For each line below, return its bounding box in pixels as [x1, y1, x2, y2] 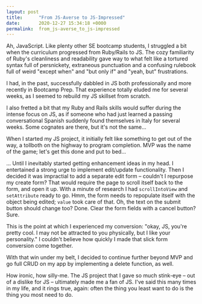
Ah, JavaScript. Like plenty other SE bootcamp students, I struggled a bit [6, 42, 187, 50]
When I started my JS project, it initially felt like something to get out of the [6, 135, 192, 143]
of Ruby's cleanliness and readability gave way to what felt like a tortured [6, 55, 188, 62]
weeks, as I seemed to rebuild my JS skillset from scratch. [6, 92, 151, 100]
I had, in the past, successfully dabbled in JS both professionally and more [6, 80, 192, 87]
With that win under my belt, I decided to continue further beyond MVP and [6, 254, 193, 261]
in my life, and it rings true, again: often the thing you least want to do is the [6, 285, 194, 292]
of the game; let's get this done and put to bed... [6, 148, 127, 155]
